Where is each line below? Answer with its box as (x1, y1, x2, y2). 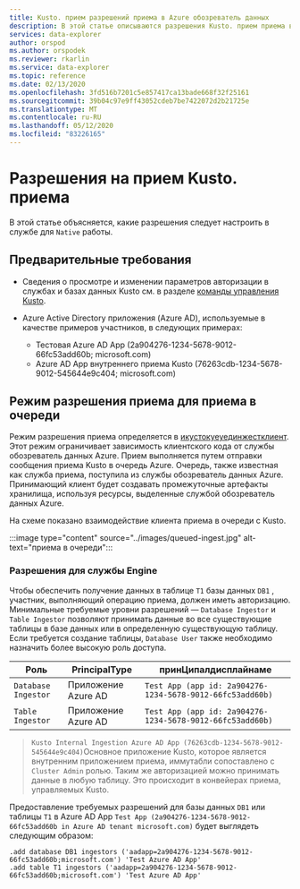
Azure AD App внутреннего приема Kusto (35, 358, 194, 369)
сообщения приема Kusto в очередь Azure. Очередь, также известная (9, 460, 279, 471)
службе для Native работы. (9, 226, 113, 237)
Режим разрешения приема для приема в (9, 394, 257, 409)
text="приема (9, 543, 62, 553)
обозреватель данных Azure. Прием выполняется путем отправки (9, 450, 262, 461)
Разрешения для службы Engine (9, 565, 158, 577)
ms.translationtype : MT (9, 105, 98, 114)
